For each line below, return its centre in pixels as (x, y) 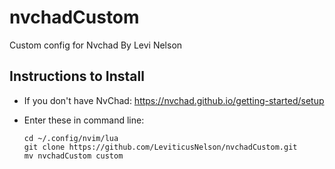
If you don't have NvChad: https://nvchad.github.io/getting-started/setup (174, 100)
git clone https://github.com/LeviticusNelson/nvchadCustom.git (160, 147)
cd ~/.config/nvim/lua (71, 138)
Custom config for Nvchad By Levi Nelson (96, 45)
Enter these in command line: (84, 120)
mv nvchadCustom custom (73, 156)
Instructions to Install (77, 76)
